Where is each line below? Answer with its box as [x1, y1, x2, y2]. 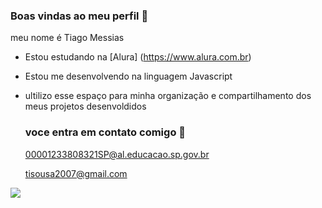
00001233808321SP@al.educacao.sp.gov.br [24, 148, 210, 160]
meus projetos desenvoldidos [24, 100, 147, 113]
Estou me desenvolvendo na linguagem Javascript [24, 70, 233, 83]
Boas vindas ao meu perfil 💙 [10, 9, 149, 23]
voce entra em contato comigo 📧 [24, 125, 187, 139]
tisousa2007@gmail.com [24, 167, 128, 179]
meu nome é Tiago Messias [10, 32, 125, 44]
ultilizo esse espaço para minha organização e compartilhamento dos [24, 90, 312, 102]
